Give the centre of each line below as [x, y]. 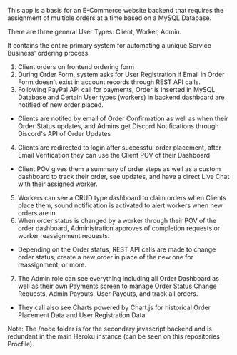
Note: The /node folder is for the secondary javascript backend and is [110, 329]
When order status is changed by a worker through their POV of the [117, 221]
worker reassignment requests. [64, 236]
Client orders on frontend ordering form [76, 67]
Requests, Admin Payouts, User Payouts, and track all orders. [108, 294]
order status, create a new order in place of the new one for [106, 257]
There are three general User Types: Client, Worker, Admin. [95, 32]
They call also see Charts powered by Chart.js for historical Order [114, 307]
